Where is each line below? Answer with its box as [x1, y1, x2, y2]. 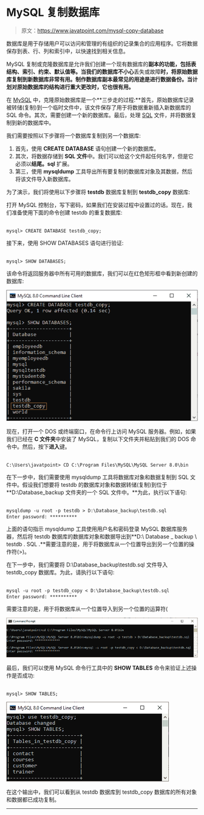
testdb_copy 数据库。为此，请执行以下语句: [6, 568, 115, 576]
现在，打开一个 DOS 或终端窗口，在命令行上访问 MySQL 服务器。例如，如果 [6, 428, 196, 435]
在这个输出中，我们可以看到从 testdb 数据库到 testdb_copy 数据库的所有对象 [6, 788, 197, 796]
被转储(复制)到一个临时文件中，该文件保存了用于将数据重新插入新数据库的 [6, 104, 191, 111]
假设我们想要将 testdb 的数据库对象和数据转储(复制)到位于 [22, 481, 168, 488]
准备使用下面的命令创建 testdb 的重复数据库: [11, 208, 123, 216]
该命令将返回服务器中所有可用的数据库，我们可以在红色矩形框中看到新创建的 [6, 269, 198, 277]
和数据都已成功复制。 [6, 796, 59, 803]
